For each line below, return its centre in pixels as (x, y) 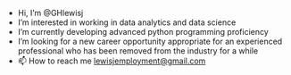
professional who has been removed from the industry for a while (138, 51)
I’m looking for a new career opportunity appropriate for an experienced (150, 41)
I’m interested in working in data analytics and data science (127, 22)
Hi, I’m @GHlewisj (50, 13)
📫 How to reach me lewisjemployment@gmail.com (112, 61)
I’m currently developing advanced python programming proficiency (143, 32)
